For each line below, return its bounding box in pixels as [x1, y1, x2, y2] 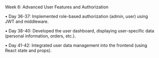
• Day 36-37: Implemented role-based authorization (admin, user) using [5, 14, 148, 19]
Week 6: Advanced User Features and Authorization [5, 4, 109, 10]
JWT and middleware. [5, 19, 49, 24]
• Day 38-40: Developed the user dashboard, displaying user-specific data [5, 28, 155, 33]
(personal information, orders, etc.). [5, 33, 76, 39]
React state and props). [5, 48, 52, 53]
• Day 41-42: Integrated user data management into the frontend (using [5, 43, 147, 48]
